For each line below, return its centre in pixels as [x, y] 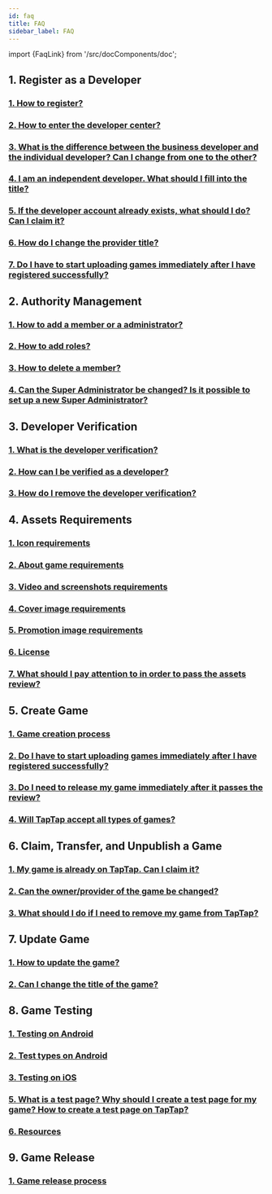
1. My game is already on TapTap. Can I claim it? [104, 869]
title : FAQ [27, 24]
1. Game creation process [60, 734]
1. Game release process [58, 1181]
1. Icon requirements [50, 542]
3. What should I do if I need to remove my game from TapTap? [134, 913]
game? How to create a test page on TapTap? [99, 1109]
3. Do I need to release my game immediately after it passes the [136, 788]
